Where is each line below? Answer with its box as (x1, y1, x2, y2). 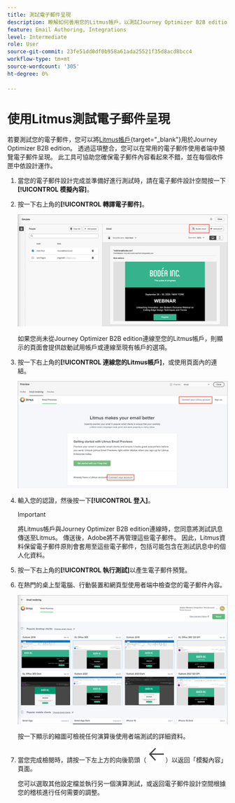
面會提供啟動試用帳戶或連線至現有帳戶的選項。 (36, 343, 171, 351)
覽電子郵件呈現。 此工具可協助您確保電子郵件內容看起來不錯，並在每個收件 (7, 153, 224, 161)
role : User (7, 41, 39, 48)
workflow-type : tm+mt (7, 56, 71, 63)
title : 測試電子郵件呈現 (7, 11, 71, 18)
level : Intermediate (7, 34, 68, 41)
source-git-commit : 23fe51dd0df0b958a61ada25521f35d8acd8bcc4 (7, 48, 192, 55)
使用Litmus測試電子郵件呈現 (7, 111, 171, 127)
